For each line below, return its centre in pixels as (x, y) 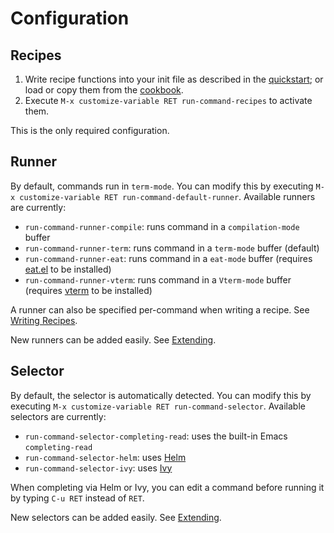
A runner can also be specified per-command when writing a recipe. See (160, 309)
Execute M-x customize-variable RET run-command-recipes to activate (168, 100)
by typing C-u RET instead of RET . (77, 498)
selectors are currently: (58, 416)
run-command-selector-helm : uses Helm (105, 457)
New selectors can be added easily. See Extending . (116, 517)
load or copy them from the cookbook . (104, 90)
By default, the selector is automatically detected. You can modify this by (161, 395)
